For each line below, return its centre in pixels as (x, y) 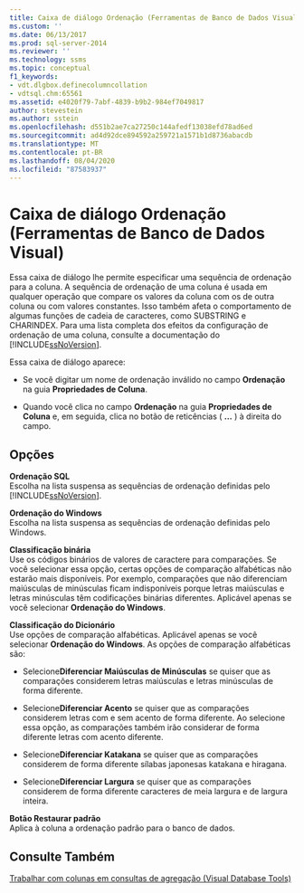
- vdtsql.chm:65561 (46, 93)
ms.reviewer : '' (40, 52)
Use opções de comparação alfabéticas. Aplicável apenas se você (133, 635)
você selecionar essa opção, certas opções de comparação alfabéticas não (151, 569)
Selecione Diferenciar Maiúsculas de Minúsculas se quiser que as (147, 671)
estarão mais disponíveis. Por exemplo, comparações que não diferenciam (148, 579)
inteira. (35, 801)
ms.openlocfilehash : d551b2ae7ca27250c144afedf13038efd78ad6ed (131, 128)
